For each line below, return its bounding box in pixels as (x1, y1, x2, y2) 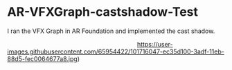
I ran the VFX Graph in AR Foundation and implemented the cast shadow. (7, 27, 215, 35)
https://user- (137, 40, 173, 48)
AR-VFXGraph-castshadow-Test (7, 4, 199, 20)
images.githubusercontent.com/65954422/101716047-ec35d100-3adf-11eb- (7, 47, 225, 56)
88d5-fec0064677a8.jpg (7, 54, 78, 62)
